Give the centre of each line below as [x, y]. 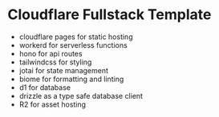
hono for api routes [51, 53]
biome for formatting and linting [71, 79]
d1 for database [45, 87]
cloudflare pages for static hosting [76, 37]
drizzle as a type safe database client [81, 96]
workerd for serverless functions [73, 45]
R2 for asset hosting [52, 104]
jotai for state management [64, 70]
